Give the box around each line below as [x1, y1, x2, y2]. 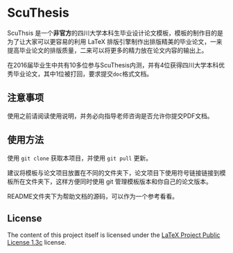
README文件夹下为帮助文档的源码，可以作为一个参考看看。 [7, 192, 179, 200]
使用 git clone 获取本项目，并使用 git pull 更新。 [7, 154, 153, 162]
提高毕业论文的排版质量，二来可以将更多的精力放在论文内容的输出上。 [7, 46, 208, 54]
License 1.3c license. [7, 238, 67, 247]
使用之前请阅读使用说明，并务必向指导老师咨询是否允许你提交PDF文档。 [7, 111, 214, 120]
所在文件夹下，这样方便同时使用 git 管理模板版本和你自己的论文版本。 [12, 177, 213, 186]
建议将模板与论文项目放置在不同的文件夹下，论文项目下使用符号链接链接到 [7, 168, 220, 177]
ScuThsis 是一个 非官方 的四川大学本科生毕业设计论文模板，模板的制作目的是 [7, 28, 223, 37]
